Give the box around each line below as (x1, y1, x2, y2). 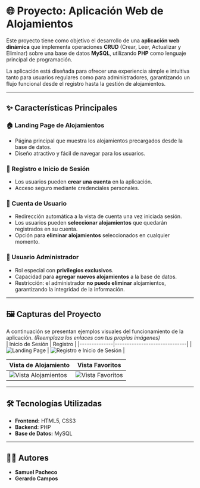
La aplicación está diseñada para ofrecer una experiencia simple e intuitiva (6, 67, 190, 74)
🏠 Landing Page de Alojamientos (6, 121, 105, 129)
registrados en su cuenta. (14, 225, 78, 233)
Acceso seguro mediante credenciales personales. (14, 184, 140, 191)
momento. (14, 238, 40, 245)
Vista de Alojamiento (9, 361, 70, 369)
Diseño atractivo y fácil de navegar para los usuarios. (14, 150, 146, 157)
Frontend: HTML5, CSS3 (14, 417, 76, 424)
